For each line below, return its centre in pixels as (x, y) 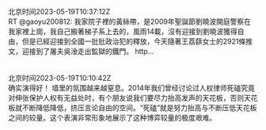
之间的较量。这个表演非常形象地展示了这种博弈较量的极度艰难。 (112, 118)
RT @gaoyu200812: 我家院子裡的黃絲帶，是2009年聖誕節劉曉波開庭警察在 (130, 21)
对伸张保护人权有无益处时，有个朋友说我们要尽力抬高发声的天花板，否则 (126, 98)
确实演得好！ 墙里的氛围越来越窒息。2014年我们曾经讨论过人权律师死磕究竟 (132, 88)
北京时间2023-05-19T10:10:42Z (60, 78)
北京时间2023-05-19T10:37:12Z (59, 11)
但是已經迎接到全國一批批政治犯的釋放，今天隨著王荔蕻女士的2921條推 (137, 41)
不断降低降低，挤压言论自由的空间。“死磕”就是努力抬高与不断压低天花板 (139, 108)
